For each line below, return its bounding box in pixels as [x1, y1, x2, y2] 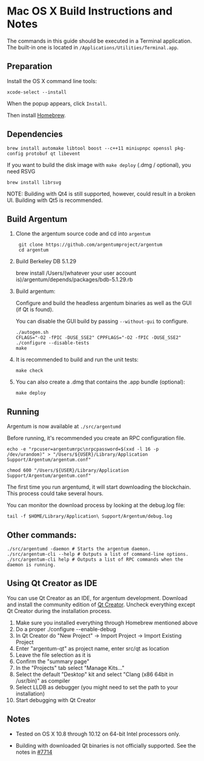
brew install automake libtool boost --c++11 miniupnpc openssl [7, 145, 173, 151]
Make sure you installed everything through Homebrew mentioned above [15, 619, 198, 626]
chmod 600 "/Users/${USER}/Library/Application [7, 467, 130, 474]
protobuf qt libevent [25, 151, 81, 157]
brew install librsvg [7, 179, 62, 186]
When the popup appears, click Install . [7, 100, 108, 107]
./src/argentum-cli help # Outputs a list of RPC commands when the [7, 556, 183, 563]
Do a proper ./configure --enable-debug [15, 625, 117, 632]
